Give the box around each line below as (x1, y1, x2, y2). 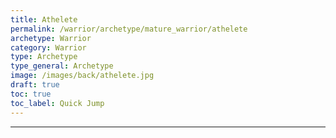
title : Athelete (10, 14, 78, 25)
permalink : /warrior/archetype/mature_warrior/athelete (10, 24, 248, 34)
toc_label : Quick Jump (10, 98, 105, 108)
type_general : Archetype (10, 61, 114, 71)
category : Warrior (10, 42, 87, 53)
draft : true (10, 80, 60, 90)
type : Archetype (10, 52, 78, 62)
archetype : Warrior (10, 33, 92, 43)
